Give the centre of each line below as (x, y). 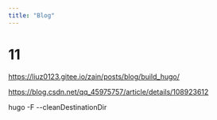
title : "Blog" (32, 15)
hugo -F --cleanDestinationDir (58, 107)
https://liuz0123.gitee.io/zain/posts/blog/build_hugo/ (94, 77)
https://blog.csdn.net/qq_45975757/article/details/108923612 (108, 92)
